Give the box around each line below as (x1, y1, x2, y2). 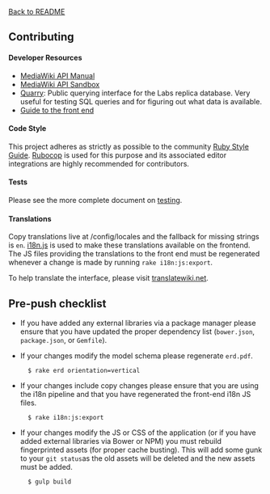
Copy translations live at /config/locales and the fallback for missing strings (8, 232, 260, 242)
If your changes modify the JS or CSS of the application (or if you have (19, 428, 256, 437)
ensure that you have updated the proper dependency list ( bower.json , (19, 327, 255, 336)
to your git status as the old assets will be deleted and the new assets (19, 454, 256, 463)
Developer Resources (8, 53, 82, 62)
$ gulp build (27, 478, 72, 486)
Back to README (8, 7, 65, 16)
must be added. (19, 462, 73, 472)
